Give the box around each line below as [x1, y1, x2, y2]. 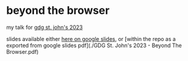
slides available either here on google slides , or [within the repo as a [6, 35, 177, 42]
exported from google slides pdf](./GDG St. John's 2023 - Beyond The [6, 42, 183, 49]
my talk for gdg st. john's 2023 [6, 24, 83, 31]
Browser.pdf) [6, 48, 39, 55]
